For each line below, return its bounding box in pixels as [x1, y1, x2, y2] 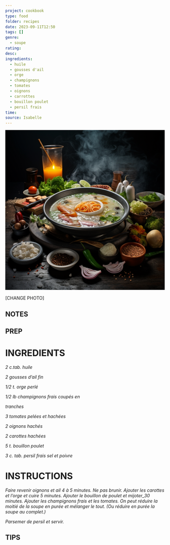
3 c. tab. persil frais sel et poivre [5, 452, 73, 459]
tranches [5, 403, 24, 410]
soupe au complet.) [5, 508, 46, 515]
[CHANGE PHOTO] [5, 295, 45, 301]
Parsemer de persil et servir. [5, 518, 64, 525]
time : [5, 110, 17, 115]
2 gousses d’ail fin [5, 373, 44, 380]
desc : [5, 51, 17, 56]
